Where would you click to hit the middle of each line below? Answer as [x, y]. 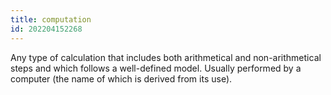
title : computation [51, 19]
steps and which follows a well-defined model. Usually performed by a [156, 68]
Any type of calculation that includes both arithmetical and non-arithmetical [166, 57]
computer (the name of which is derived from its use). [121, 78]
